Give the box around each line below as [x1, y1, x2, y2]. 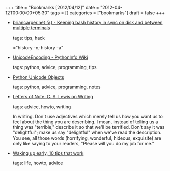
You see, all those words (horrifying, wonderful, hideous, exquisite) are [12, 135, 161, 141]
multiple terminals [12, 25, 50, 31]
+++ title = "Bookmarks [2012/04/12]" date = [5, 5, 99, 10]
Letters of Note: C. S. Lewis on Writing [12, 94, 93, 99]
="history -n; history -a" [12, 45, 64, 50]
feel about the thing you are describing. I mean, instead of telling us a [12, 119, 158, 125]
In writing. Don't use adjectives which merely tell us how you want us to [12, 114, 163, 119]
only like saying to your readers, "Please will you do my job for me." [12, 141, 154, 146]
